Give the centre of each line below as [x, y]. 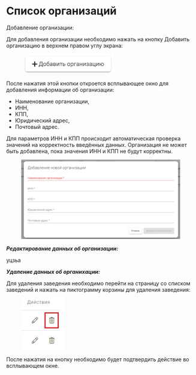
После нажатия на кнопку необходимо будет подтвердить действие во [98, 359]
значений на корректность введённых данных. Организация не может [97, 144]
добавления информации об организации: [60, 90]
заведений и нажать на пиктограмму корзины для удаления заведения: [98, 289]
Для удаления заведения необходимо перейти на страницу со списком [98, 283]
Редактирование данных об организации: [62, 248]
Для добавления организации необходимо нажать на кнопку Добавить [98, 39]
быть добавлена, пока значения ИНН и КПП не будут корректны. [90, 151]
